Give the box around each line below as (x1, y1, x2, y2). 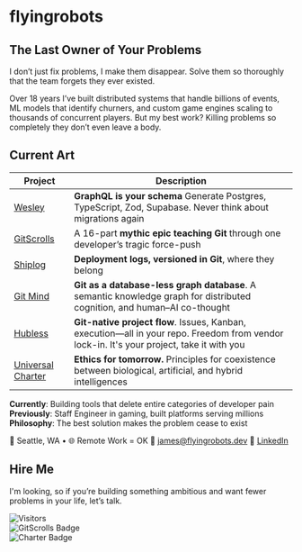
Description (155, 174, 207, 186)
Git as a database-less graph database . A (74, 278, 257, 291)
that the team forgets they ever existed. (9, 76, 155, 86)
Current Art (9, 148, 75, 163)
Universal (13, 358, 54, 371)
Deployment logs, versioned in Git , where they (74, 252, 275, 265)
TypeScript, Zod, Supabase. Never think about (74, 201, 270, 213)
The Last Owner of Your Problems (9, 42, 202, 58)
